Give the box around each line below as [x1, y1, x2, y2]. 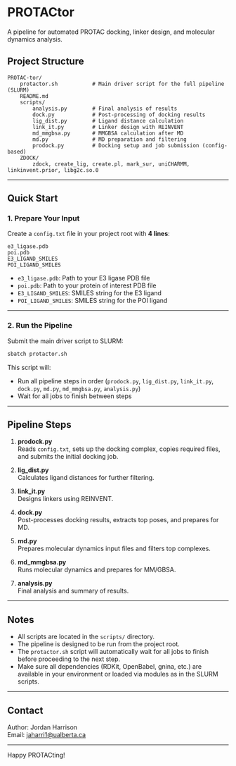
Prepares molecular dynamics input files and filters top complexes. [17, 544, 211, 553]
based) [7, 148, 27, 155]
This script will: [7, 363, 51, 371]
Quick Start [7, 192, 58, 204]
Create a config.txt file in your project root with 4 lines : [7, 230, 170, 238]
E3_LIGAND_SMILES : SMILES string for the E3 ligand [17, 289, 162, 297]
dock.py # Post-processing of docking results [32, 111, 206, 118]
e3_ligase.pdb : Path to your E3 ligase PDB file [17, 274, 150, 283]
